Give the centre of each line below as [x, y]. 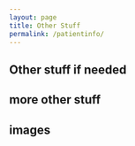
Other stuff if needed [68, 69]
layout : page [33, 17]
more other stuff [55, 100]
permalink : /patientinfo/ [56, 34]
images [30, 130]
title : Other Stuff [45, 26]
